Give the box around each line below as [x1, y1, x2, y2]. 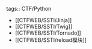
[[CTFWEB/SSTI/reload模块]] [14, 36, 87, 44]
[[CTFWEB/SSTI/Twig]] [14, 23, 73, 30]
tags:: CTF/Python [6, 5, 52, 12]
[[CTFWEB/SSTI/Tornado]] [14, 29, 81, 36]
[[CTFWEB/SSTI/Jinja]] [14, 17, 72, 23]
